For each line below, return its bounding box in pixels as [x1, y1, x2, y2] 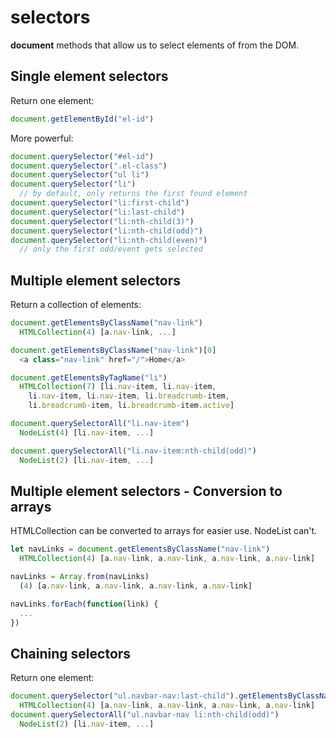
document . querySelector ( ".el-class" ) [10, 161, 168, 171]
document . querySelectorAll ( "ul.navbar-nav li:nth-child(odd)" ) [10, 710, 280, 720]
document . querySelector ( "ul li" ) [10, 170, 150, 180]
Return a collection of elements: [10, 299, 142, 311]
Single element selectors [10, 68, 169, 85]
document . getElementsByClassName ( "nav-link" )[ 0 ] [10, 345, 217, 355]
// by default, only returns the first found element [19, 189, 248, 199]
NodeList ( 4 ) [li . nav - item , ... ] [19, 427, 155, 438]
